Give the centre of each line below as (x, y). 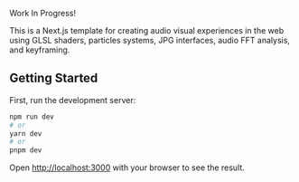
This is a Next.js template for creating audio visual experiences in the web (147, 30)
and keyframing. (40, 50)
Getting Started (54, 78)
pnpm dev (26, 150)
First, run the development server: (73, 100)
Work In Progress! (43, 13)
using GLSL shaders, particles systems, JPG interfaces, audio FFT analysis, (150, 40)
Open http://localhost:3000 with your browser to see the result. (127, 168)
